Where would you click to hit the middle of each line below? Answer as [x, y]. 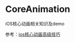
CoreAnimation [38, 9]
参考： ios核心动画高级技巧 [33, 34]
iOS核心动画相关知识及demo [35, 23]
